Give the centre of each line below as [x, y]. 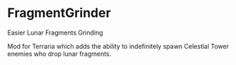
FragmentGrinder [59, 13]
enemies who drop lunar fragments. [59, 54]
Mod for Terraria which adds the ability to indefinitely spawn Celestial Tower [118, 46]
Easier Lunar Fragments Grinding [55, 32]
